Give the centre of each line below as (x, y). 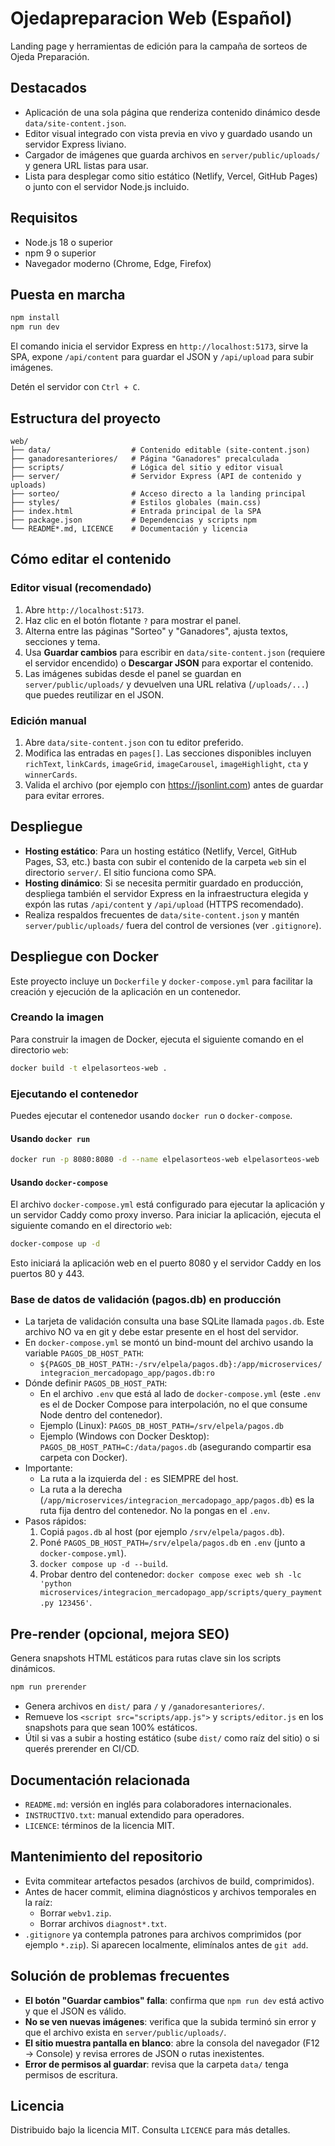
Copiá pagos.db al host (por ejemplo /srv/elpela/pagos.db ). (162, 1532)
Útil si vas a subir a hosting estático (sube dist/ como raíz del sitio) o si (172, 1738)
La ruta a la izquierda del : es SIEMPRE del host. (139, 1479)
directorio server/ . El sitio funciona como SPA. (120, 872)
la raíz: (38, 1902)
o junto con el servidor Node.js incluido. (107, 186)
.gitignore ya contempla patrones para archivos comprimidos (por (163, 1934)
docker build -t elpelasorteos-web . (89, 1068)
